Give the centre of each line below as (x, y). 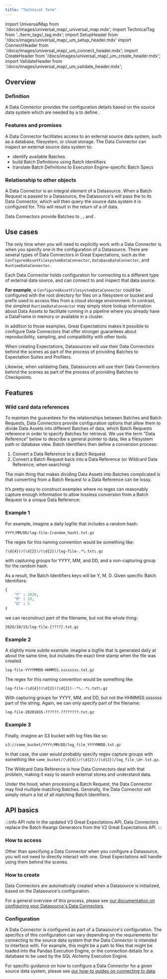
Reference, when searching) (41, 465)
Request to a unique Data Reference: (43, 500)
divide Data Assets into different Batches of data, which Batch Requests (79, 428)
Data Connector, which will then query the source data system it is (73, 201)
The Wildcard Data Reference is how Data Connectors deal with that (75, 769)
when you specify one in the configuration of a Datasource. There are (77, 249)
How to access (23, 840)
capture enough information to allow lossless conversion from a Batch (77, 495)
